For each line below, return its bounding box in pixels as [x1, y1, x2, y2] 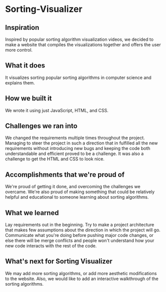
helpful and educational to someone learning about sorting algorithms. [5, 194, 149, 200]
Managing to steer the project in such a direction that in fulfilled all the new [5, 140, 158, 146]
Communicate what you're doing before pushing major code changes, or [5, 232, 154, 238]
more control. [5, 47, 33, 53]
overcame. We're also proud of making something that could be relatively [5, 189, 155, 195]
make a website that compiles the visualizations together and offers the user [5, 42, 161, 48]
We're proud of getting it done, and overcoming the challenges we [5, 184, 141, 190]
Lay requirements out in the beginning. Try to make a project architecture [5, 222, 155, 228]
